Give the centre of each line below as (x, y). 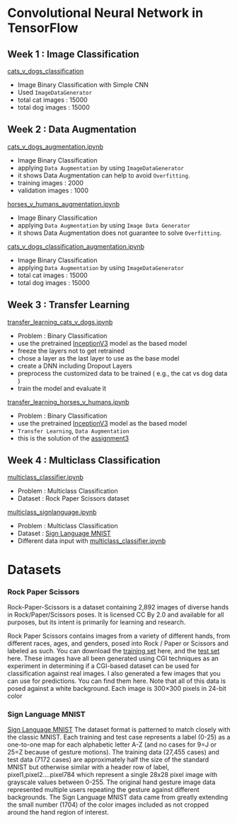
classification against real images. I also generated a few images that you (114, 673)
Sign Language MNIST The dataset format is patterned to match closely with (119, 730)
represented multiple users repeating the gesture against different (103, 790)
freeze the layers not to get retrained (71, 351)
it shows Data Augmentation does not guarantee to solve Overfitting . (119, 233)
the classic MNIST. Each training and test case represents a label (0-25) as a (119, 737)
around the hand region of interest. (58, 812)
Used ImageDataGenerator (55, 92)
